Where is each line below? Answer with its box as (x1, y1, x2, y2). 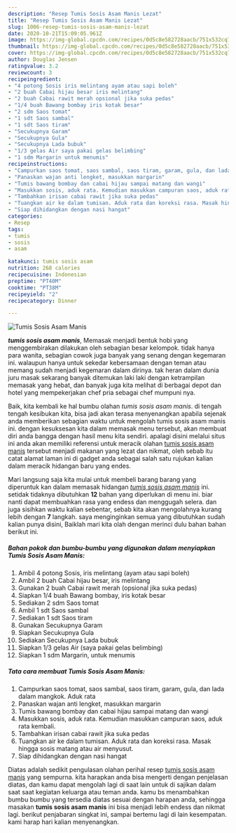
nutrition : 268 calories (8, 265, 81, 272)
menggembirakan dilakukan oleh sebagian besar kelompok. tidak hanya (8, 343, 215, 352)
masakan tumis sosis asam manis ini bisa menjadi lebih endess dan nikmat (8, 803, 225, 811)
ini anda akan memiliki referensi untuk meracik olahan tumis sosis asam (8, 440, 214, 448)
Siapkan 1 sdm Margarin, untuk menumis (18, 651, 136, 660)
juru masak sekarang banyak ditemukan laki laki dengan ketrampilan (8, 374, 205, 382)
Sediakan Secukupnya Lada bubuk (18, 636, 118, 645)
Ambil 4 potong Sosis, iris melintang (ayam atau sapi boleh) (18, 569, 190, 577)
